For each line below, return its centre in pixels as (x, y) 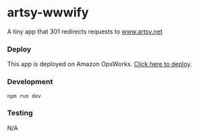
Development (30, 82)
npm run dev (24, 96)
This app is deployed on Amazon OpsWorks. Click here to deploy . (99, 64)
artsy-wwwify (48, 13)
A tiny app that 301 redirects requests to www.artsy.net (85, 31)
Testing (20, 113)
